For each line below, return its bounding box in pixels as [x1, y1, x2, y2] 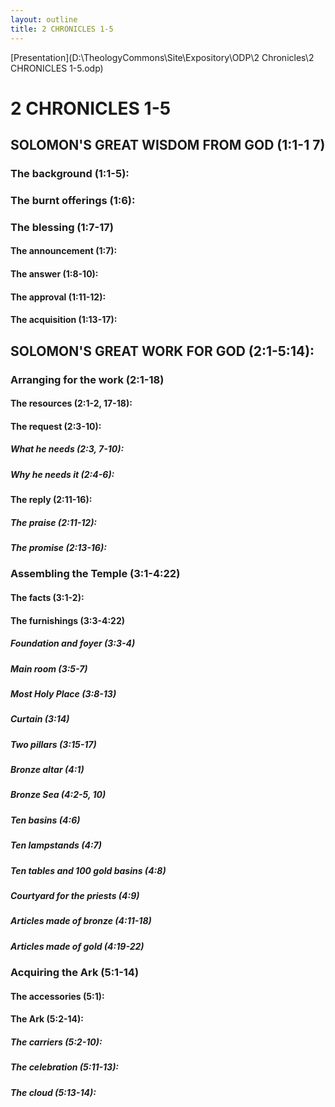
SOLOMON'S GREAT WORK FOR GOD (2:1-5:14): [10, 342, 315, 360]
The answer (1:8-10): [10, 268, 99, 280]
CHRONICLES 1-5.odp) [10, 62, 104, 74]
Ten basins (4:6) [10, 814, 81, 826]
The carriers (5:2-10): [10, 1036, 103, 1048]
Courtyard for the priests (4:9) [10, 889, 140, 901]
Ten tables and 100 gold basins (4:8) [10, 864, 167, 876]
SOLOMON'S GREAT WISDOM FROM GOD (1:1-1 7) [10, 137, 326, 154]
